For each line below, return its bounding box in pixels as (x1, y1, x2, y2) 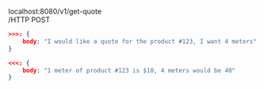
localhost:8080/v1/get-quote (8, 7, 101, 16)
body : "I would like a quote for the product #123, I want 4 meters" (22, 37, 258, 46)
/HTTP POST (8, 15, 50, 24)
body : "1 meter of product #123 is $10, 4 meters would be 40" (22, 66, 236, 74)
